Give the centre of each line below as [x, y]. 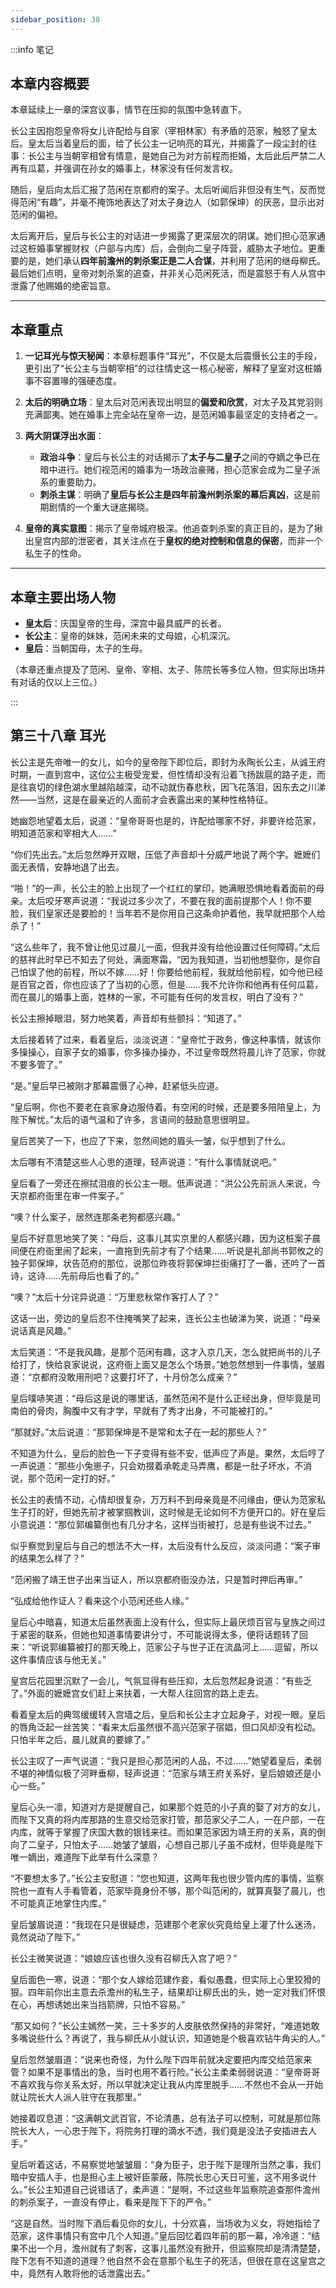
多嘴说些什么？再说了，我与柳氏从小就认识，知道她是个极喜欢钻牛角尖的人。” [168, 2038]
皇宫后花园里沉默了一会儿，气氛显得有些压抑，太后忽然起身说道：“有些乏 [161, 1680]
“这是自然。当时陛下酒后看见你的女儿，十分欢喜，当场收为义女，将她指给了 [166, 2223]
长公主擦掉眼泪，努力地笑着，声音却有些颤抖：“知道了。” [126, 1018]
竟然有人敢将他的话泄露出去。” [89, 2273]
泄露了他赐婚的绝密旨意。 [63, 286]
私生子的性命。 [55, 553]
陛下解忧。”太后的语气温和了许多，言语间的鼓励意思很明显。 [133, 1119]
